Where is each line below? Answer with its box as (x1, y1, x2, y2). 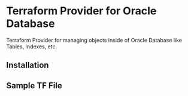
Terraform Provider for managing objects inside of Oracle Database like (6, 36, 183, 44)
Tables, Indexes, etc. (6, 43, 57, 50)
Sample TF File (6, 80, 63, 91)
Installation (6, 60, 49, 70)
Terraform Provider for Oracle (6, 4, 157, 18)
